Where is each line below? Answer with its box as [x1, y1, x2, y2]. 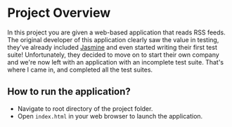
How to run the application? [7, 86, 131, 98]
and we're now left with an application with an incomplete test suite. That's [7, 58, 224, 66]
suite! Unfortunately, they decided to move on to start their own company [7, 51, 219, 59]
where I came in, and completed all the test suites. [7, 65, 153, 74]
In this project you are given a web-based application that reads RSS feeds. [7, 28, 226, 36]
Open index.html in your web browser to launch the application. [17, 112, 203, 120]
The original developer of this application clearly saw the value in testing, [7, 35, 219, 44]
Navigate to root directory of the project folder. [17, 104, 153, 113]
